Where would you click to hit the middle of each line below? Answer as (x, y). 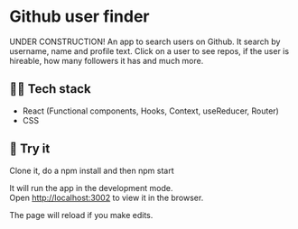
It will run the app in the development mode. (91, 188)
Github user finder (80, 17)
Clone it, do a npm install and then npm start (92, 170)
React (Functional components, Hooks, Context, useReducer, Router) (151, 111)
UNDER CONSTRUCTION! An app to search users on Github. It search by (145, 41)
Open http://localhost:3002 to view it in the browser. (107, 197)
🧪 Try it (30, 149)
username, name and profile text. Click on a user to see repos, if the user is (149, 50)
